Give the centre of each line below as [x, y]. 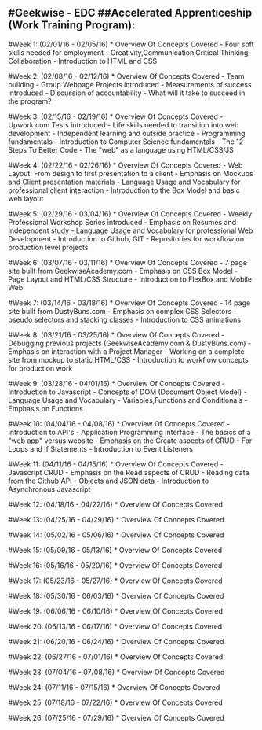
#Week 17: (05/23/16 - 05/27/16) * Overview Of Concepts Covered [115, 581]
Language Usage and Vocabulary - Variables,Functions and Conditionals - [128, 400]
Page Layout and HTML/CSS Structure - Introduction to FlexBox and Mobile [130, 279]
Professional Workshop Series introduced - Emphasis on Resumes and [122, 222]
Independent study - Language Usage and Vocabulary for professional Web [131, 230]
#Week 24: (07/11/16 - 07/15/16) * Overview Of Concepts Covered [114, 687]
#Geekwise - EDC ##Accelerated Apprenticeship [130, 13]
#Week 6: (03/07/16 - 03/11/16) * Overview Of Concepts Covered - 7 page [127, 262]
